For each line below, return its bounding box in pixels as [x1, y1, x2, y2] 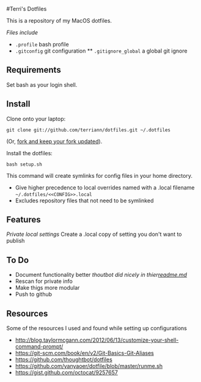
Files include [6, 29, 38, 36]
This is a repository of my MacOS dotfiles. [6, 17, 112, 24]
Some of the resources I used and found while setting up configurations [6, 325, 188, 332]
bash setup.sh [6, 161, 43, 167]
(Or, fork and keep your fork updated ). [6, 138, 103, 145]
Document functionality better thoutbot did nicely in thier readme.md [15, 271, 188, 279]
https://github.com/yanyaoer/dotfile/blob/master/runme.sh [15, 362, 163, 370]
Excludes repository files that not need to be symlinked [15, 197, 154, 204]
